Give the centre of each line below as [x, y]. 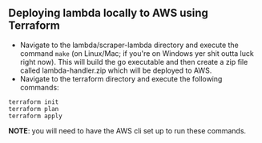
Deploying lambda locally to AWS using [108, 13]
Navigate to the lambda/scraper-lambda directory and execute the [129, 45]
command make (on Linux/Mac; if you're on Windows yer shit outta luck [137, 53]
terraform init [34, 102]
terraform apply [35, 116]
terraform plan [34, 109]
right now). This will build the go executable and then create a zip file [134, 62]
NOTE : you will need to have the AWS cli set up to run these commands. [127, 130]
